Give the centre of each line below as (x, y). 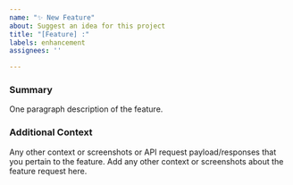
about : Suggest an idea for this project (88, 26)
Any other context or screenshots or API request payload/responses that (143, 152)
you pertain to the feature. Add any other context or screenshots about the (146, 161)
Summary (31, 90)
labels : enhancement (48, 42)
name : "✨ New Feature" (52, 17)
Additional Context (51, 132)
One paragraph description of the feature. (86, 109)
